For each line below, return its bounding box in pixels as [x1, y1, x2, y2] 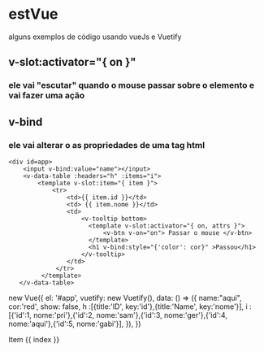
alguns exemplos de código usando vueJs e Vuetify [8, 32, 182, 41]
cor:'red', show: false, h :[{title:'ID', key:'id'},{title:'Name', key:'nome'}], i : [8, 302, 252, 311]
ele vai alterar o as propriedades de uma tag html [8, 139, 206, 150]
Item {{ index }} [8, 334, 60, 344]
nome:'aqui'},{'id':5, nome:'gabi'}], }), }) [8, 319, 141, 328]
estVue [8, 5, 58, 24]
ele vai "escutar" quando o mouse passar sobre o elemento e [8, 80, 254, 91]
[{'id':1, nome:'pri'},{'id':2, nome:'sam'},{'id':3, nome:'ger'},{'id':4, [8, 310, 227, 319]
